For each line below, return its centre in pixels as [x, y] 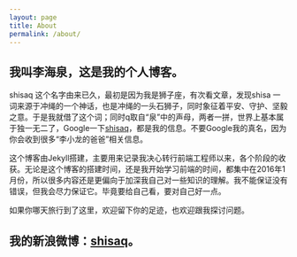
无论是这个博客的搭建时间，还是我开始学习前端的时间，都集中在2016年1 [155, 169]
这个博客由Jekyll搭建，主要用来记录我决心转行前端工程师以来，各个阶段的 [144, 158]
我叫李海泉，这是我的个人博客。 [96, 72]
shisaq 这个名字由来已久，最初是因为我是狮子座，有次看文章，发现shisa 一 [145, 95]
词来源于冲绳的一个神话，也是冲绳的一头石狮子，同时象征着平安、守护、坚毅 [148, 106]
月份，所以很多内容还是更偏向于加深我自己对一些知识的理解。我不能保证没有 [148, 180]
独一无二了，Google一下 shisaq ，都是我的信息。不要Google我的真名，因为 [152, 128]
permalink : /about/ [45, 34]
